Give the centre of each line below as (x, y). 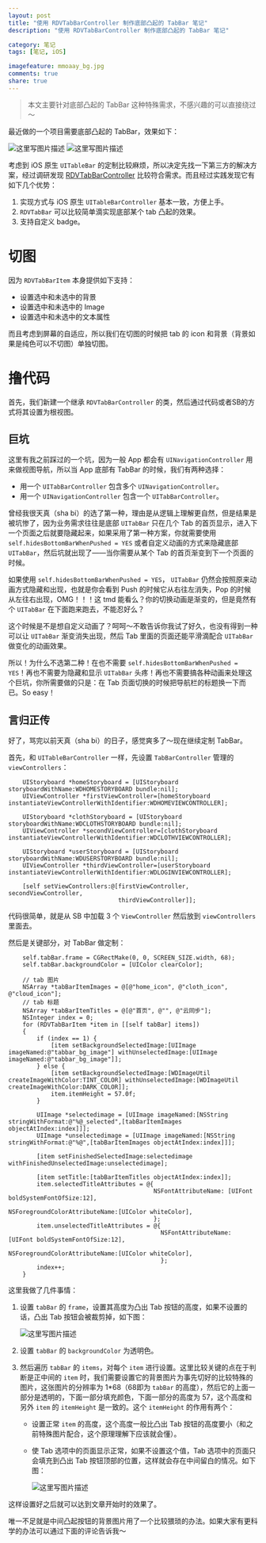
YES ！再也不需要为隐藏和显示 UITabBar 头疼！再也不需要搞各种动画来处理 (127, 673)
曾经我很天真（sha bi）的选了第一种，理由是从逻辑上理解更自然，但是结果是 (133, 513)
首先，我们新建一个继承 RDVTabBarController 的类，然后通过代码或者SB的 (128, 402)
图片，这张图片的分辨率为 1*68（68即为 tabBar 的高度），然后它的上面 (134, 1388)
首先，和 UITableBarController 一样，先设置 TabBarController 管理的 (121, 757)
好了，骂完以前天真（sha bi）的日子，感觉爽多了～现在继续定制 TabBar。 (128, 741)
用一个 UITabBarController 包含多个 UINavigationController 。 (121, 486)
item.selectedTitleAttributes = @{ (95, 1185)
